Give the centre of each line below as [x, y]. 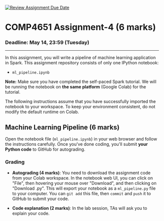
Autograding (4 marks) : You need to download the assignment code [81, 173]
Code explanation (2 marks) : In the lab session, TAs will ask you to [80, 208]
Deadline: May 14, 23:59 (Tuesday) [47, 42]
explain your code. [31, 213]
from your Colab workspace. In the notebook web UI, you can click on [82, 178]
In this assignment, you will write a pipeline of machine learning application [81, 58]
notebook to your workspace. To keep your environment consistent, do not [80, 107]
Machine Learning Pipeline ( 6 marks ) [62, 127]
